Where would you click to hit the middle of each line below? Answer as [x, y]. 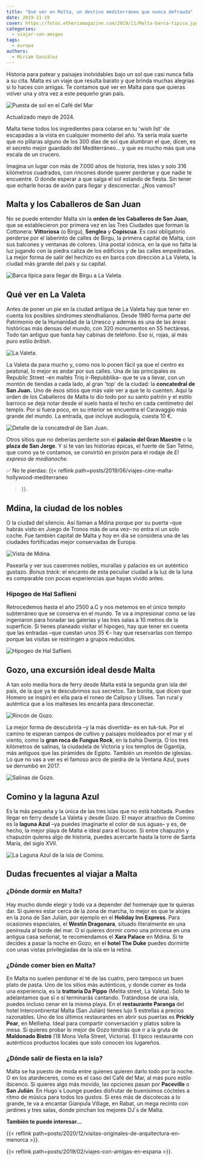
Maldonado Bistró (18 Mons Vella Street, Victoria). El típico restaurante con [100, 1036]
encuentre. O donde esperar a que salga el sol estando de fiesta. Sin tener [99, 178]
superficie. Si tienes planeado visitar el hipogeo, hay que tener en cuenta [97, 626]
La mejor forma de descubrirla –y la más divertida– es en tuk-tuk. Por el [95, 727]
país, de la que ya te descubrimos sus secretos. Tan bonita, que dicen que [99, 691]
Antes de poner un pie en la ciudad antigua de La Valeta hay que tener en [98, 309]
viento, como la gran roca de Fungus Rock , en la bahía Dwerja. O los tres [97, 740]
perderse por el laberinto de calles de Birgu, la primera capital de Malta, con [101, 238]
